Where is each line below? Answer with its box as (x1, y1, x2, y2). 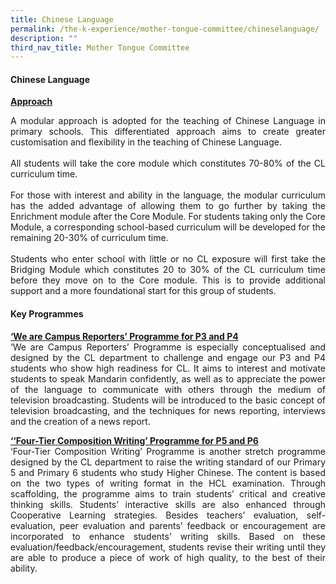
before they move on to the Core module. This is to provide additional (10, 274, 326, 286)
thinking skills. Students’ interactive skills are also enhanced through (10, 498, 326, 510)
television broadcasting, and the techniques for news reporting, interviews (10, 404, 326, 416)
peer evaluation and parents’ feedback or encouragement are (59, 519, 326, 531)
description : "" (10, 33, 78, 43)
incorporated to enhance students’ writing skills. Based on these (10, 530, 326, 542)
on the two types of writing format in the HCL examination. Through (10, 477, 326, 489)
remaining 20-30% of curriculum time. (10, 232, 169, 244)
